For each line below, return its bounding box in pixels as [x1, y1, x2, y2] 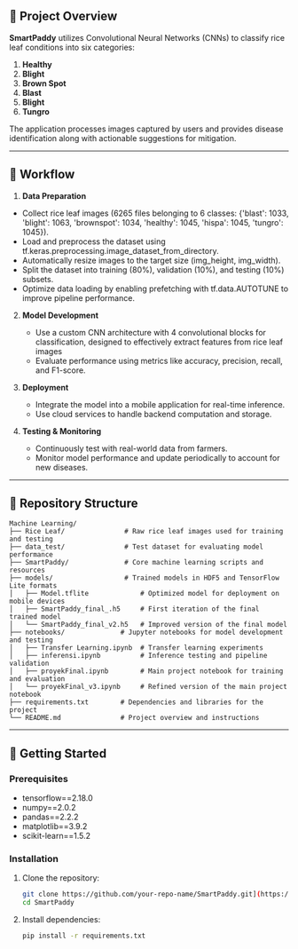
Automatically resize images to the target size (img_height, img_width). [21, 255, 281, 265]
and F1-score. [35, 365, 86, 376]
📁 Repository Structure [9, 496, 138, 511]
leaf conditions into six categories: [9, 42, 136, 52]
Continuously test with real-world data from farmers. [35, 443, 228, 454]
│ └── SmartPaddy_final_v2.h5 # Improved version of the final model [9, 621, 288, 629]
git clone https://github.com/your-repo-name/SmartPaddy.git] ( [21, 890, 262, 899]
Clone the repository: [21, 873, 100, 883]
